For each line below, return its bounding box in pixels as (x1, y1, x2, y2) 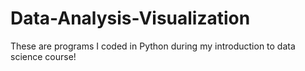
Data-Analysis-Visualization (10, 7, 251, 30)
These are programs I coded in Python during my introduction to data (10, 40, 296, 52)
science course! (10, 50, 77, 62)
